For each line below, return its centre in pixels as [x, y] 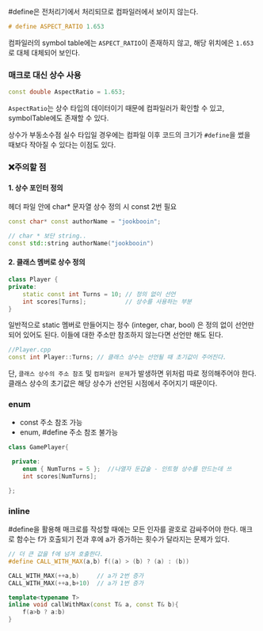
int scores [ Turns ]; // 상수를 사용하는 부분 [107, 302]
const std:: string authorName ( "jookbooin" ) [81, 243]
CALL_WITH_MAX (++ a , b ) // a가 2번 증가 [76, 576]
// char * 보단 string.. [48, 236]
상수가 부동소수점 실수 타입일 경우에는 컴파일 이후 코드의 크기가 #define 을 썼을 [130, 135]
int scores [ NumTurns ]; [60, 477]
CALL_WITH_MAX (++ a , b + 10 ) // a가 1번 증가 [76, 583]
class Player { [33, 279]
